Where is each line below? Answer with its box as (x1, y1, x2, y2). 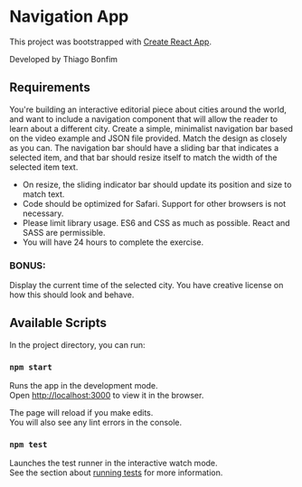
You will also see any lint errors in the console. (9, 417, 183, 428)
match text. (22, 188, 65, 200)
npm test (9, 440, 48, 450)
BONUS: (9, 259, 47, 272)
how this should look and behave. (9, 289, 135, 300)
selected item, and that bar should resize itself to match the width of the (9, 152, 278, 163)
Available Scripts (9, 315, 107, 331)
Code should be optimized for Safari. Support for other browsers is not (22, 198, 287, 209)
